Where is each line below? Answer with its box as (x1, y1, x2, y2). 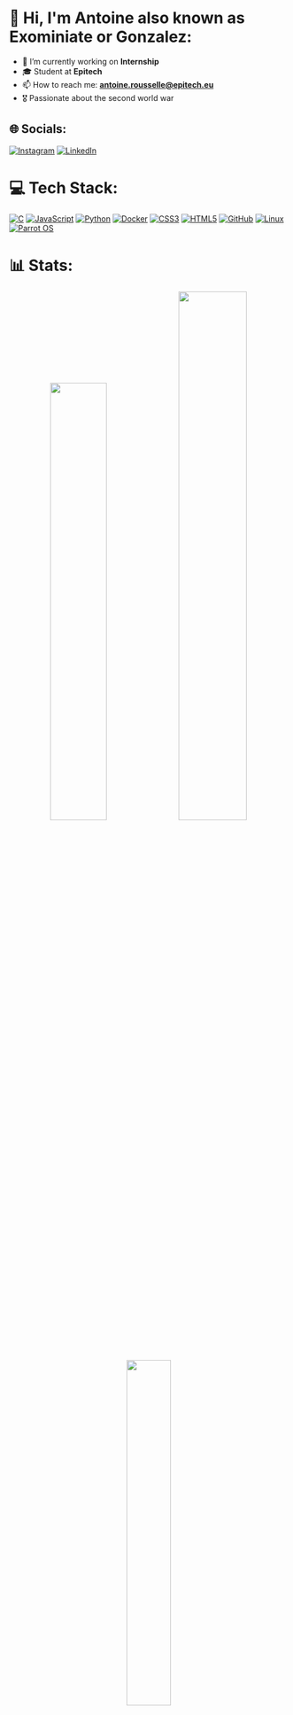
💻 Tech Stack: (9, 177, 119, 198)
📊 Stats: (9, 255, 73, 275)
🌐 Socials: (9, 121, 67, 136)
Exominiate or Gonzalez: (9, 27, 192, 47)
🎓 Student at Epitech (21, 66, 103, 76)
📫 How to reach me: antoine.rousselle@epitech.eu (21, 79, 214, 89)
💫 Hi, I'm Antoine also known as (9, 8, 245, 28)
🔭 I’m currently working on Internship (21, 56, 159, 66)
